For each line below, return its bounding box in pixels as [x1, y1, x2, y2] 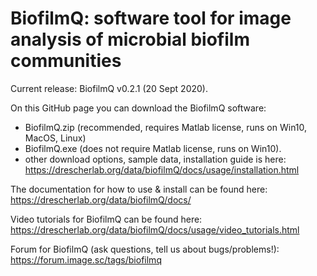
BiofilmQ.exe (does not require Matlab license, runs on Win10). [24, 142, 282, 154]
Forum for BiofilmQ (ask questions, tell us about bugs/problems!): [10, 243, 280, 255]
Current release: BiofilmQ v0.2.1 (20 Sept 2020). [10, 82, 208, 94]
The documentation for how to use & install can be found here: [10, 183, 268, 195]
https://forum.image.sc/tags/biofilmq [10, 253, 162, 266]
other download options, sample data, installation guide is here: [24, 153, 287, 165]
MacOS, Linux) [24, 132, 87, 144]
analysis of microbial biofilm [10, 28, 250, 51]
